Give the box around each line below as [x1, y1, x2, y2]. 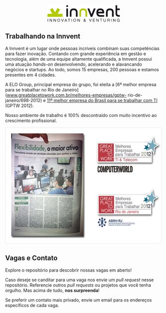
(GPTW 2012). [5, 103, 34, 108]
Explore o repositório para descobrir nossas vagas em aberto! [5, 267, 132, 273]
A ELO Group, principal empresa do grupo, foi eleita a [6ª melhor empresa [5, 81, 157, 87]
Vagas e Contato [5, 254, 58, 262]
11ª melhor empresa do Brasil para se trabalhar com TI [47, 97, 158, 103]
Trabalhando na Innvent [5, 32, 81, 41]
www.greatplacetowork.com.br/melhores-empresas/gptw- [6, 92, 127, 98]
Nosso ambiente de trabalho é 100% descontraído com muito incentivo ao [5, 112, 157, 118]
